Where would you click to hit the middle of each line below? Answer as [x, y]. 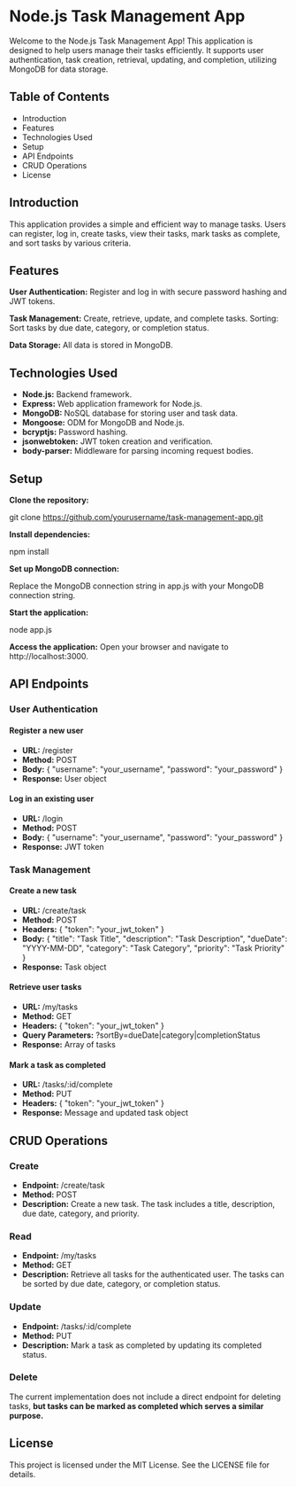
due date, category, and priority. [80, 1213]
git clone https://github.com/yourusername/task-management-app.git [136, 517]
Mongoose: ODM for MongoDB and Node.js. [103, 423]
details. [23, 1474]
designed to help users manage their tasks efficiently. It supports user [137, 50]
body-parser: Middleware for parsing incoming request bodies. [137, 451]
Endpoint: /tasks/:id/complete [77, 1326]
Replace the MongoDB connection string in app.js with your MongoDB [137, 586]
